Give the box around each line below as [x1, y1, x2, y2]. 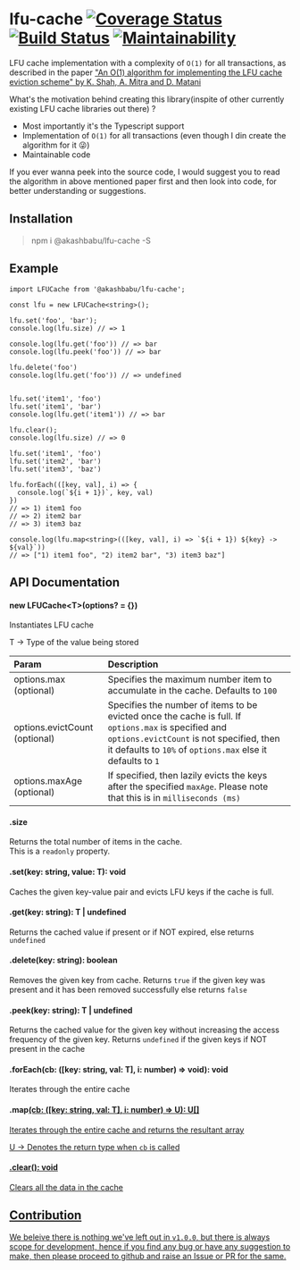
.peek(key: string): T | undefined [9, 1005, 133, 1015]
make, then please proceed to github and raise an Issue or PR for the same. [9, 1250, 287, 1261]
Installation [9, 211, 73, 227]
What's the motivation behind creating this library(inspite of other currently [9, 94, 285, 105]
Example [9, 261, 59, 276]
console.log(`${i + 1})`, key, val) [17, 488, 154, 497]
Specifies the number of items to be [107, 699, 258, 711]
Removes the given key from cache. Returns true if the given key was [9, 974, 266, 985]
